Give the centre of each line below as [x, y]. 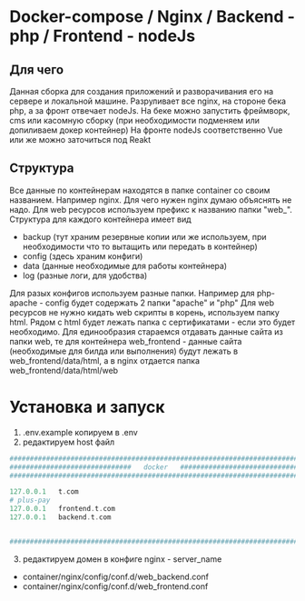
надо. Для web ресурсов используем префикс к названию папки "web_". [151, 209]
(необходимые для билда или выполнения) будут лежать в [124, 351]
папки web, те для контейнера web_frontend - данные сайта [126, 341]
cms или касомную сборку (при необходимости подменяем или [135, 120]
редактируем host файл [69, 442]
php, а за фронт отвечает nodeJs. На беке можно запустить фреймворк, [150, 110]
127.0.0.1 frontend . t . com [63, 509]
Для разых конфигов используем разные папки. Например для [132, 293]
